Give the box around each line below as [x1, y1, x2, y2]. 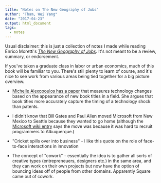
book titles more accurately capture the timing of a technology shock [12, 99, 151, 104]
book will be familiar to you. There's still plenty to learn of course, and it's [5, 68, 152, 74]
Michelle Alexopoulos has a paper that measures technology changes [12, 88, 152, 94]
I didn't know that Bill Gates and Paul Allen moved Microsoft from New [12, 113, 153, 119]
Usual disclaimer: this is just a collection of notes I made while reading [5, 43, 146, 49]
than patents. [12, 103, 39, 109]
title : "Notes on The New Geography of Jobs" [5, 7, 99, 12]
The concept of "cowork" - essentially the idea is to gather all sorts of [12, 153, 152, 159]
